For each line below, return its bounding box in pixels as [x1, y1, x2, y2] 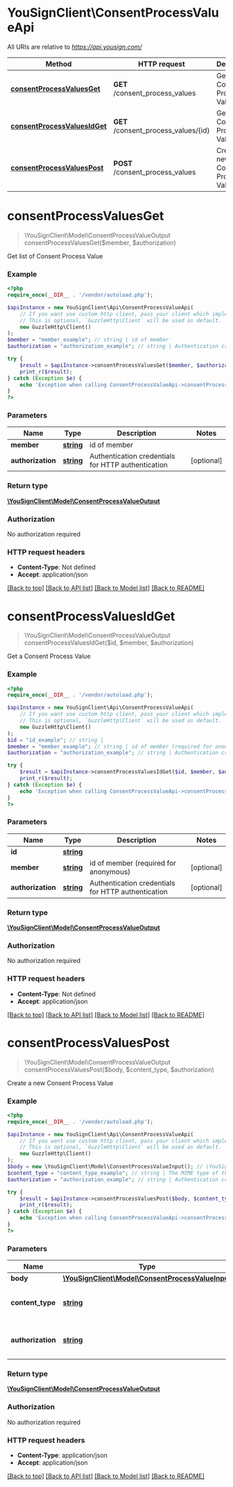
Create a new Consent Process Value [7, 1078, 114, 1087]
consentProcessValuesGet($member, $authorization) [24, 238, 177, 247]
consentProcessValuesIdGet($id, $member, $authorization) [24, 639, 194, 647]
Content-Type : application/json [17, 1451, 107, 1459]
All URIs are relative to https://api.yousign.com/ [7, 42, 142, 51]
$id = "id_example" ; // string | [7, 737, 104, 743]
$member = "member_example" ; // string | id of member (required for [7, 743, 213, 750]
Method [45, 59, 72, 69]
